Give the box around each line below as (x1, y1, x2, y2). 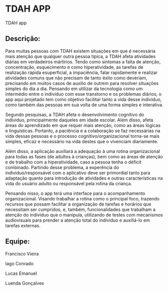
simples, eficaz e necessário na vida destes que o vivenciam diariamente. (5, 138, 158, 144)
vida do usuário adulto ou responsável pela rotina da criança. (5, 180, 132, 186)
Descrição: (5, 34, 40, 43)
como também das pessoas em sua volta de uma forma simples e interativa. (5, 102, 163, 108)
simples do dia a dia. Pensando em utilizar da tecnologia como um (5, 86, 143, 92)
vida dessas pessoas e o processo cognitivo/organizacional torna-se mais (5, 133, 160, 139)
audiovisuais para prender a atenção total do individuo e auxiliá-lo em (5, 217, 150, 223)
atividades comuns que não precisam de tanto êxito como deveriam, (5, 74, 148, 81)
